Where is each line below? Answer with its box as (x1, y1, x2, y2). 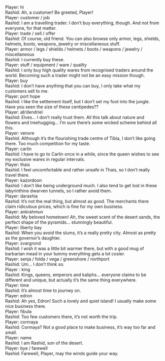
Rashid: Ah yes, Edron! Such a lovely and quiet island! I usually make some (5, 298, 157, 304)
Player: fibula (5, 309, 32, 314)
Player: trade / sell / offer (5, 31, 56, 36)
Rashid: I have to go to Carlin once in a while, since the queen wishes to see (5, 151, 159, 157)
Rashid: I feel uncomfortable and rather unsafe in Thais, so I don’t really (5, 167, 150, 172)
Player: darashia (5, 193, 38, 199)
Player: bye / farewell (5, 345, 48, 351)
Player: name (5, 335, 32, 340)
